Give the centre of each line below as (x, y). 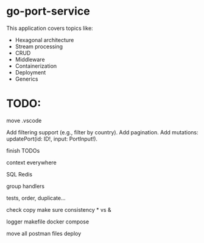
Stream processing (39, 46)
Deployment (30, 72)
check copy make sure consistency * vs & (59, 209)
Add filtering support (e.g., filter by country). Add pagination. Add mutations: (102, 132)
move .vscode (24, 120)
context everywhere (31, 162)
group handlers (26, 186)
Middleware (30, 59)
